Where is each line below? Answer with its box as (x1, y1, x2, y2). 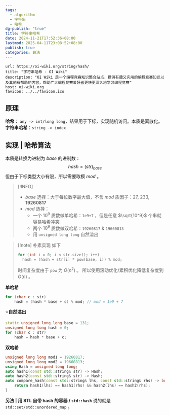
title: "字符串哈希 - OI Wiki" (5, 69, 67, 74)
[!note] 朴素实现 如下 (17, 242, 61, 249)
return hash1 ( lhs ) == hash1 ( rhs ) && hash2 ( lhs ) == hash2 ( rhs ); (14, 383, 151, 388)
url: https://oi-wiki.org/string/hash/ (5, 64, 90, 69)
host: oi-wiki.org (5, 84, 44, 89)
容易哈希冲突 (32, 219, 60, 225)
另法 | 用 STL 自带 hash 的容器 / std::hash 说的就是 (5, 397, 111, 403)
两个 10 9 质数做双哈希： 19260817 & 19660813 (32, 224, 124, 231)
